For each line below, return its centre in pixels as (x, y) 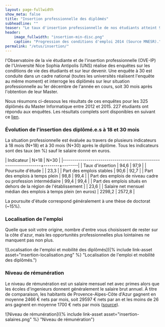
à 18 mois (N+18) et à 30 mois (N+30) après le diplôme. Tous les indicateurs (82, 145)
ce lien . (13, 117)
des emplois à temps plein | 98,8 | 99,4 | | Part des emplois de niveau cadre (82, 176)
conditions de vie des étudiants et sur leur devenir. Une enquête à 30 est (79, 71)
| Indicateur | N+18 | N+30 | (33, 160)
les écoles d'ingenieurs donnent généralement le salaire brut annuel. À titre (81, 289)
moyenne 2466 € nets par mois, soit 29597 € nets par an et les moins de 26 (82, 299)
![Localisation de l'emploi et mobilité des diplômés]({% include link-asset (79, 250)
